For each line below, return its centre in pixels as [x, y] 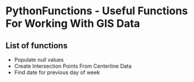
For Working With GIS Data [73, 23]
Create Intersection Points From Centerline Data [73, 66]
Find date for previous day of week [57, 72]
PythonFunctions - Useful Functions [97, 11]
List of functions [37, 45]
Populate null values [39, 60]
